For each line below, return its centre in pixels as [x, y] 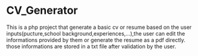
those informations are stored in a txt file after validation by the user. [91, 46]
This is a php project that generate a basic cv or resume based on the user [99, 27]
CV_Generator [42, 11]
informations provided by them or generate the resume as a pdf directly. [96, 40]
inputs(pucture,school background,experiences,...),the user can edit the [96, 33]
